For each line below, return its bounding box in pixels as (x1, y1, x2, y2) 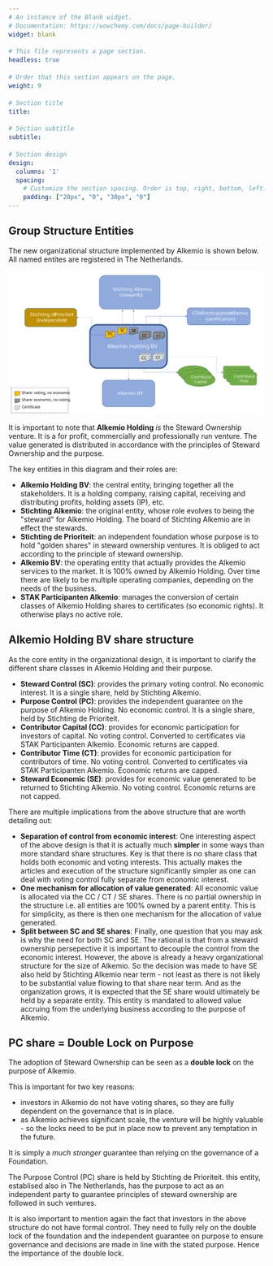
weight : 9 (8, 81, 42, 89)
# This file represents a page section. (8, 47, 148, 56)
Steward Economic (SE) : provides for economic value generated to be (19, 774, 257, 783)
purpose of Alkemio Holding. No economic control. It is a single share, (19, 705, 255, 714)
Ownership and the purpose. (8, 448, 104, 458)
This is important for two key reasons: (8, 1082, 136, 1092)
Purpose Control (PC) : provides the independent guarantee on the (19, 696, 244, 706)
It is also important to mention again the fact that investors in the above (8, 1214, 246, 1224)
